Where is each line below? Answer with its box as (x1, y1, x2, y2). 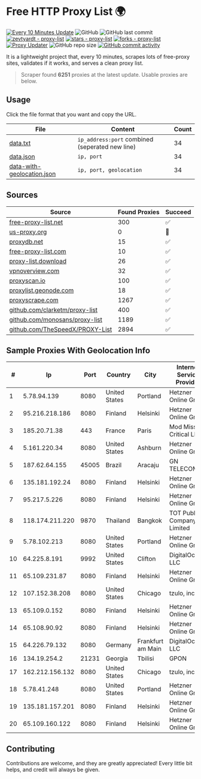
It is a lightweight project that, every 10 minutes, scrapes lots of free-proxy (6, 53, 190, 60)
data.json (9, 152, 35, 161)
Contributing (6, 744, 55, 754)
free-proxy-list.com (9, 247, 67, 255)
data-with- (9, 162, 42, 170)
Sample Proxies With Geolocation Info (6, 345, 151, 356)
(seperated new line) (77, 142, 136, 151)
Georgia (105, 654, 129, 663)
